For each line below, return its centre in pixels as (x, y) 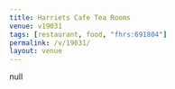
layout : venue (36, 51)
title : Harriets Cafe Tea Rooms (70, 18)
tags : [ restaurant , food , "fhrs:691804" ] (88, 34)
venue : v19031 (36, 26)
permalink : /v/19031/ (50, 43)
